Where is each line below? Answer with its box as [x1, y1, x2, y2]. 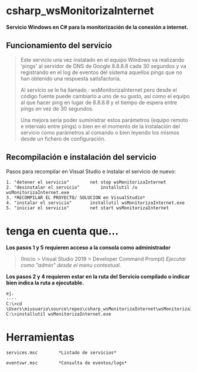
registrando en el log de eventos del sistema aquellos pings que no [20, 69, 183, 76]
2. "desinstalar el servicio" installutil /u [6, 184, 138, 190]
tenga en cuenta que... [6, 224, 119, 237]
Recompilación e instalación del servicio [6, 152, 157, 162]
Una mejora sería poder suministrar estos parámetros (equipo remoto [20, 116, 189, 123]
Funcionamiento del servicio [6, 41, 113, 51]
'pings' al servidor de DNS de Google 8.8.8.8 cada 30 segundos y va [20, 62, 186, 69]
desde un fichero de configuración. [20, 135, 106, 142]
